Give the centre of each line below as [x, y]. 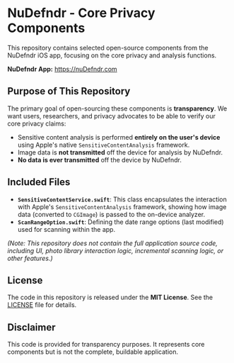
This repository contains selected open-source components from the [108, 48]
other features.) [30, 258]
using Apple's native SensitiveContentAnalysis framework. [104, 145]
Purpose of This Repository [69, 91]
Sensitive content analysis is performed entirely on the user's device [119, 137]
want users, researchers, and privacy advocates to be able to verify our [111, 116]
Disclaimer [31, 327]
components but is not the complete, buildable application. [93, 352]
